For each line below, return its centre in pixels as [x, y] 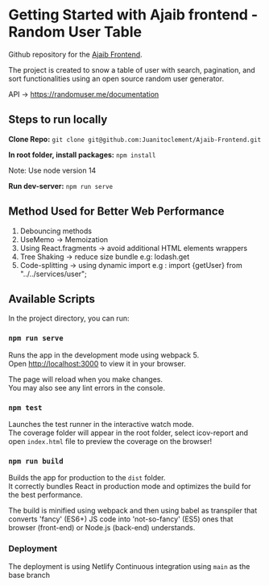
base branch [29, 575]
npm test [25, 408]
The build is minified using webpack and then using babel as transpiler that [133, 511]
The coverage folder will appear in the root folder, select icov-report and [128, 433]
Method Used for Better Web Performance [116, 211]
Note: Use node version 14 [52, 170]
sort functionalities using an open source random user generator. [116, 78]
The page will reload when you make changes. [86, 379]
